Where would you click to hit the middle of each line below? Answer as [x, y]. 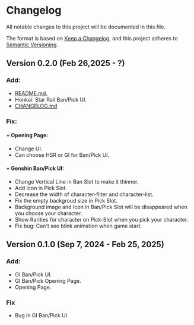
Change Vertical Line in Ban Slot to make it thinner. [77, 181]
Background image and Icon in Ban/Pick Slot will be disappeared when [101, 207]
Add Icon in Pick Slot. [41, 188]
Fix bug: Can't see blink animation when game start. [78, 226]
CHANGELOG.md [36, 106]
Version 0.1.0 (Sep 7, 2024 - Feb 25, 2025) [85, 244]
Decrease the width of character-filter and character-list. [84, 194]
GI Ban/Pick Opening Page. [48, 280]
